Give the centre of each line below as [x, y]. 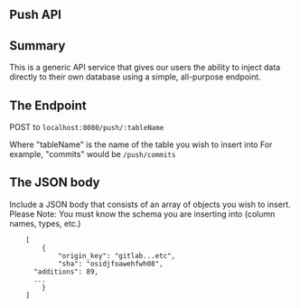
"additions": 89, [66, 271]
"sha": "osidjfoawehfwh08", [111, 264]
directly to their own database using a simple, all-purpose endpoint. [136, 77]
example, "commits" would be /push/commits [93, 154]
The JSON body [55, 183]
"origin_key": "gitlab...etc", [117, 256]
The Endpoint [48, 105]
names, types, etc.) [45, 223]
